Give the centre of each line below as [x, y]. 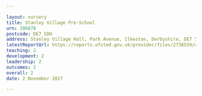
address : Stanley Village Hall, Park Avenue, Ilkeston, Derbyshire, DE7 [99, 40]
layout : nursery [26, 17]
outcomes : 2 [21, 67]
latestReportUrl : [28, 45]
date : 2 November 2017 [35, 79]
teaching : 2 [21, 51]
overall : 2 [20, 73]
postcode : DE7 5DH [29, 34]
